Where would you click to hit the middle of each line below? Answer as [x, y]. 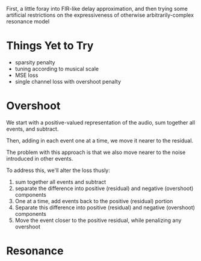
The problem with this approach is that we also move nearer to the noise [96, 152]
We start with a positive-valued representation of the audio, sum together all [101, 122]
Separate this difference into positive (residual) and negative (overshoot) [105, 207]
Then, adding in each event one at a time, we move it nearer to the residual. [100, 140]
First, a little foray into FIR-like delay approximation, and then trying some [97, 9]
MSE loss [26, 75]
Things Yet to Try [50, 46]
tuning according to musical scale [57, 69]
